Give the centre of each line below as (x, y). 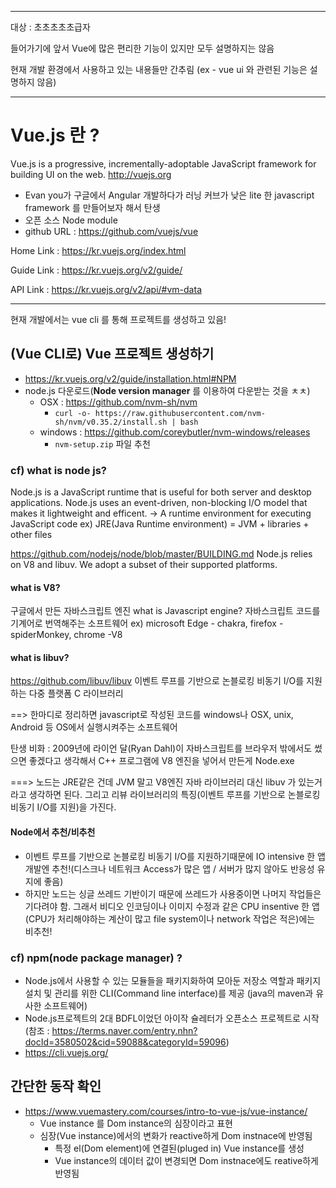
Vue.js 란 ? (55, 135)
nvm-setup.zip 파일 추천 (102, 443)
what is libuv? (40, 657)
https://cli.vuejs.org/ (66, 1052)
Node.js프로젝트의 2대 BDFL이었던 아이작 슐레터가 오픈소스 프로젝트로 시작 (172, 1018)
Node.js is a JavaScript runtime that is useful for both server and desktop (161, 492)
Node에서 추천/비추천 (53, 832)
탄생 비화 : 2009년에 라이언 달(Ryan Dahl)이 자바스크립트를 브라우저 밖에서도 (161, 748)
